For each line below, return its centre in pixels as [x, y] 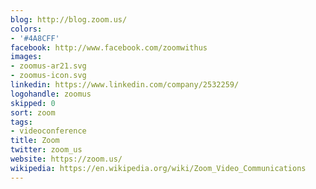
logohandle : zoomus [51, 94]
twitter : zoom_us [46, 150]
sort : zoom [33, 112]
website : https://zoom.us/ [66, 159]
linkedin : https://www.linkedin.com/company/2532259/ [125, 85]
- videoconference [48, 131]
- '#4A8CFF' [35, 38]
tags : [21, 122]
